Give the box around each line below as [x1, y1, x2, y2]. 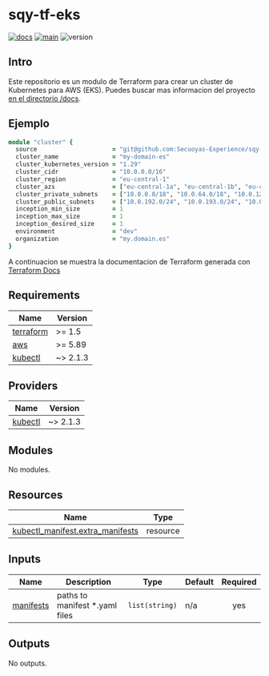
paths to [57, 589, 88, 601]
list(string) [127, 601, 178, 610]
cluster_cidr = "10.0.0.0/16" [15, 168, 167, 176]
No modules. [8, 465, 50, 474]
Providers [8, 379, 58, 392]
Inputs [8, 553, 42, 566]
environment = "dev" [15, 227, 138, 235]
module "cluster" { [8, 138, 74, 146]
